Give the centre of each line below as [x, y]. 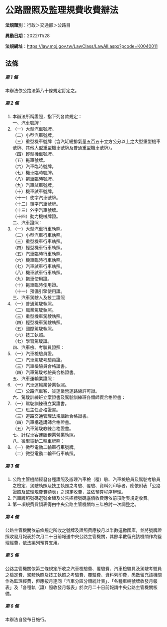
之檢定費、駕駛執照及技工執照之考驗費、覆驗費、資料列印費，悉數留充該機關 [83, 575]
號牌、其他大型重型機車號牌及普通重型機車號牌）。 [64, 148]
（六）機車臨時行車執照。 [39, 260]
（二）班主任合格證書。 [36, 410]
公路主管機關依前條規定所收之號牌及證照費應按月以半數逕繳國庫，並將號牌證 [83, 530]
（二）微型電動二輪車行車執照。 [45, 454]
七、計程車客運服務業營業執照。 [45, 435]
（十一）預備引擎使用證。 [39, 291]
